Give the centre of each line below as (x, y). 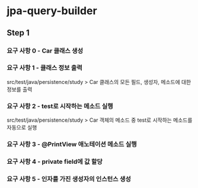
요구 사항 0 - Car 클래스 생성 (45, 50)
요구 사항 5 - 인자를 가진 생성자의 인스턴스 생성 (69, 179)
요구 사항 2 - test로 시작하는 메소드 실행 (60, 106)
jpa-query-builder (52, 11)
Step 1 (18, 33)
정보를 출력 (20, 89)
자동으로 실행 (22, 128)
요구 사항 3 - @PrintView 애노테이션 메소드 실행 (72, 144)
